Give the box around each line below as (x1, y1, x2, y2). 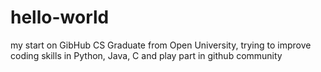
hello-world (10, 6, 110, 29)
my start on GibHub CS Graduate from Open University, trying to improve (10, 39, 312, 51)
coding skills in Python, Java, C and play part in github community (10, 49, 283, 61)
